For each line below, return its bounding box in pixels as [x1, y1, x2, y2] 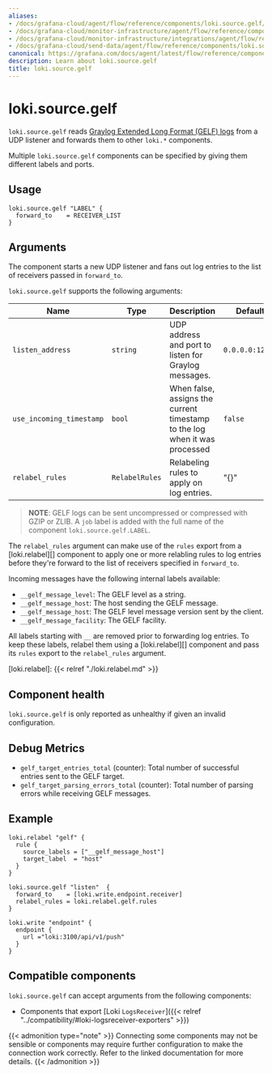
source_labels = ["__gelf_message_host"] [23, 848, 164, 856]
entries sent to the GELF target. [19, 771, 125, 781]
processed [169, 443, 210, 455]
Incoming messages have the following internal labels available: [8, 574, 221, 584]
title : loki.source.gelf [8, 65, 92, 73]
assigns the [169, 393, 214, 404]
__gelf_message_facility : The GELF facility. [19, 615, 167, 625]
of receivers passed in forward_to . [8, 271, 123, 280]
